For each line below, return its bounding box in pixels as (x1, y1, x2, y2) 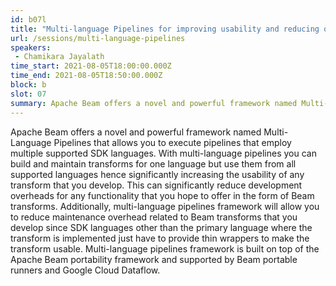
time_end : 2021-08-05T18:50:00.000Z (10, 71, 163, 81)
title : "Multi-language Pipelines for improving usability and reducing (10, 24, 320, 34)
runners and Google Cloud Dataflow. (10, 264, 161, 276)
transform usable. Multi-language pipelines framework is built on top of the (10, 242, 320, 255)
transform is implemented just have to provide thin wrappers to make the (10, 232, 310, 244)
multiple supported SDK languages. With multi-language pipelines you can (10, 147, 317, 159)
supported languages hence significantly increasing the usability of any (10, 168, 305, 180)
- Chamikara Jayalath (14, 52, 105, 62)
